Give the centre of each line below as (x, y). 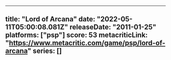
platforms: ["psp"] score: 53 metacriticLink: (77, 35)
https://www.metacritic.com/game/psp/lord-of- (87, 43)
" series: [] (45, 51)
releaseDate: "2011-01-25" (113, 27)
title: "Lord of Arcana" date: (50, 19)
